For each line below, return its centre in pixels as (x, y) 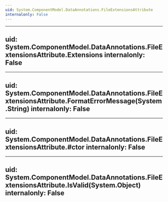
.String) (17, 108)
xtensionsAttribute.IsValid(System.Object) (73, 185)
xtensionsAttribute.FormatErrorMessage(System (84, 101)
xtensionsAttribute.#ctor (45, 147)
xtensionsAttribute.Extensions (54, 55)
